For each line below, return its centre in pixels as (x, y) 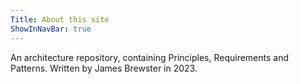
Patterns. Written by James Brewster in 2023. (104, 68)
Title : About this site (60, 19)
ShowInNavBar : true (51, 29)
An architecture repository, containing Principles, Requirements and (150, 57)
